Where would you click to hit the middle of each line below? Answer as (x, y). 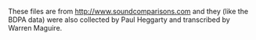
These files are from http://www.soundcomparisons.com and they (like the (128, 11)
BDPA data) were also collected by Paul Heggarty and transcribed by (119, 20)
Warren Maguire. (35, 28)
